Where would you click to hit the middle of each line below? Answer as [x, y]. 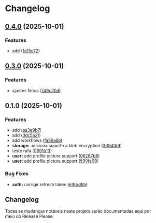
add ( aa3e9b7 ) [27, 130]
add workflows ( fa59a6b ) [37, 140]
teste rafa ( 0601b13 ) [32, 151]
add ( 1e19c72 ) [26, 51]
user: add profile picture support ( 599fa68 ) [55, 161]
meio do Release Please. [29, 216]
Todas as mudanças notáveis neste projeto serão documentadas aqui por [78, 211]
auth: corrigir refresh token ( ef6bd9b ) [50, 184]
